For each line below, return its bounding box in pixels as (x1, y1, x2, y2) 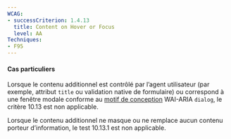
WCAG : (7, 10, 23, 18)
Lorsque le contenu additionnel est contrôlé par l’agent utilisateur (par (7, 80, 210, 88)
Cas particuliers (7, 65, 56, 73)
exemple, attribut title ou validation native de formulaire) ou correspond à (7, 88, 224, 96)
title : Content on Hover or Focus (13, 23, 115, 30)
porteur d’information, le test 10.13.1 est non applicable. (7, 124, 167, 132)
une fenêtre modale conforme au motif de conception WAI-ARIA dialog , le (7, 95, 223, 104)
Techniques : (7, 37, 42, 44)
